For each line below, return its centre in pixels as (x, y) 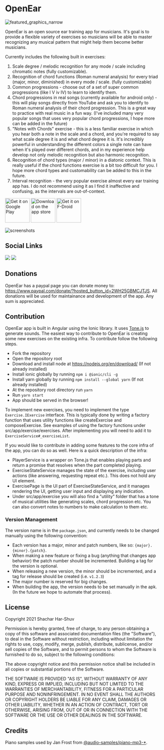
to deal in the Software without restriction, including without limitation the (79, 639)
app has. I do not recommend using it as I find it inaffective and (76, 186)
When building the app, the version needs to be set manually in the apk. (84, 587)
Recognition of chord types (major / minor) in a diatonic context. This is (84, 160)
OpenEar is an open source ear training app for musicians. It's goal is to (77, 31)
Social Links (24, 246)
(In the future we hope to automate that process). (62, 592)
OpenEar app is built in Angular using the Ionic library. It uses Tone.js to (77, 328)
